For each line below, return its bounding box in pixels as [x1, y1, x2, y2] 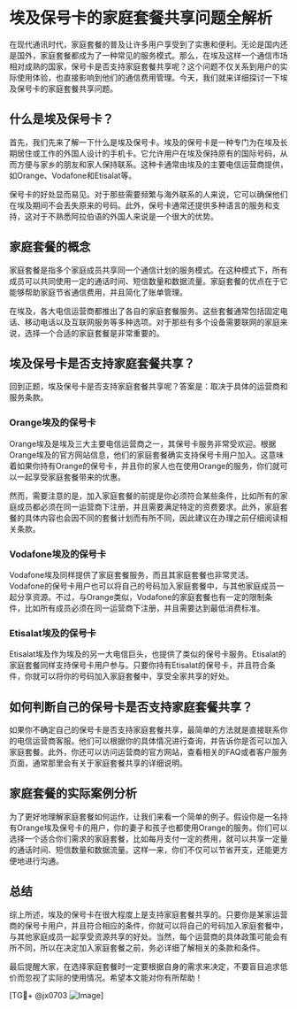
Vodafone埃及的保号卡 [9, 548, 107, 560]
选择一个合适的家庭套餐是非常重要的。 [24, 327, 164, 338]
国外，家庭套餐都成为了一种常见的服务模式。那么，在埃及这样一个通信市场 [16, 50, 288, 60]
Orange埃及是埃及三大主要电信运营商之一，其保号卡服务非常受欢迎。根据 [9, 438, 277, 449]
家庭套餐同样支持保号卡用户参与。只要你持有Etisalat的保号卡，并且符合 [9, 660, 268, 671]
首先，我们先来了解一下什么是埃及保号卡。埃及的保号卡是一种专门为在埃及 [9, 136, 280, 147]
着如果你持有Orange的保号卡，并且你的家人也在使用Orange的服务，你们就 [9, 460, 280, 471]
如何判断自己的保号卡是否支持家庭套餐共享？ [9, 699, 254, 714]
